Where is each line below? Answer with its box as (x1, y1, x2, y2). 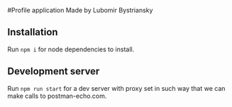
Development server (7, 65, 100, 77)
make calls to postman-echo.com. (7, 92, 107, 100)
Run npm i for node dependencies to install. (7, 45, 135, 53)
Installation (7, 26, 58, 38)
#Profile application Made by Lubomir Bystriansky (7, 6, 153, 14)
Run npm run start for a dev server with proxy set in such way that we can (7, 84, 226, 92)
